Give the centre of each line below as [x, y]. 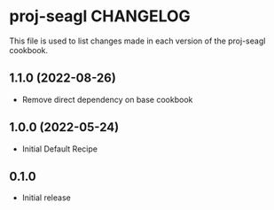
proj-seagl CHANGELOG [100, 16]
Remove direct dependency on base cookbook [107, 99]
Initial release [46, 198]
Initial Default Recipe [59, 149]
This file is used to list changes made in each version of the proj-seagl [137, 41]
